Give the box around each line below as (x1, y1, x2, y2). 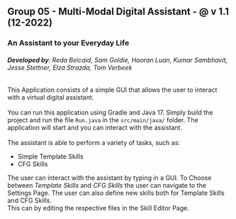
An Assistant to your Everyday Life (7, 38, 130, 48)
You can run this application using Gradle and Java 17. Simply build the (7, 108, 213, 117)
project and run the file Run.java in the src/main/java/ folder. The (7, 115, 198, 124)
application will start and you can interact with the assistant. (7, 123, 183, 132)
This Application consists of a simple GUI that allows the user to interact (7, 85, 218, 94)
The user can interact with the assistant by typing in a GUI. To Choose (7, 173, 212, 182)
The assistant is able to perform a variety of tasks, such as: (7, 138, 181, 146)
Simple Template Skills (17, 152, 84, 161)
